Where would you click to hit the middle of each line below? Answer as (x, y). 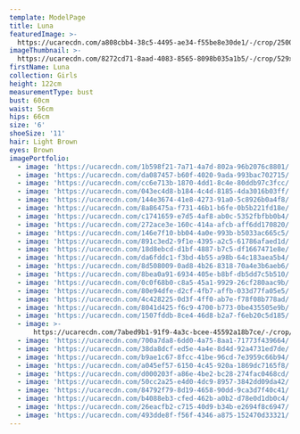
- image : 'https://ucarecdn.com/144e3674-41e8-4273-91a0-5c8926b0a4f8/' (155, 200)
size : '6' (28, 126)
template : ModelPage (48, 17)
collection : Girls (43, 76)
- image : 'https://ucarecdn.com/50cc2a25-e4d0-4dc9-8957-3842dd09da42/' (155, 382)
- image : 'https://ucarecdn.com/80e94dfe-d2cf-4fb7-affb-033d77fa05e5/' (155, 291)
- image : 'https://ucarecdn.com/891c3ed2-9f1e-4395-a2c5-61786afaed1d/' (155, 242)
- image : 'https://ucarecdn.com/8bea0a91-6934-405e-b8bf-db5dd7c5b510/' (155, 274)
